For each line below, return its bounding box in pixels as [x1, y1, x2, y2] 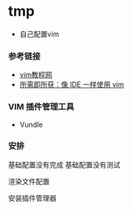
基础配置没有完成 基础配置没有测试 [8, 160, 120, 169]
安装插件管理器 [8, 193, 57, 202]
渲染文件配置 [8, 176, 49, 186]
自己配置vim [19, 29, 60, 38]
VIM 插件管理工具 [8, 101, 75, 112]
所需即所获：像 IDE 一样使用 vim [19, 80, 124, 89]
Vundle [19, 120, 43, 129]
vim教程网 [19, 70, 53, 80]
